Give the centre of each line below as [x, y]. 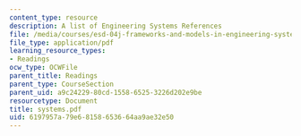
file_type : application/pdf [62, 42]
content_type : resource [54, 17]
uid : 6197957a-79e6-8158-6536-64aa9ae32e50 [92, 117]
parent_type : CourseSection [62, 84]
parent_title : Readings [54, 76]
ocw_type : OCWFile [43, 68]
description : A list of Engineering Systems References [116, 26]
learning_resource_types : [57, 51]
